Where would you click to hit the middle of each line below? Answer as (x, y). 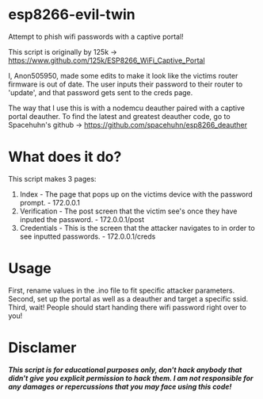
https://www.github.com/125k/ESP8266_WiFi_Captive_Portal (107, 60)
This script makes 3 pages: (52, 178)
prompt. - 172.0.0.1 (50, 202)
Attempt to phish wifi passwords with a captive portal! (96, 36)
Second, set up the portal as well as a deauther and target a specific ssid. (128, 298)
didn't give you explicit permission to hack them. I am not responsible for (131, 378)
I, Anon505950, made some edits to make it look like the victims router (123, 75)
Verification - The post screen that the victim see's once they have (128, 211)
